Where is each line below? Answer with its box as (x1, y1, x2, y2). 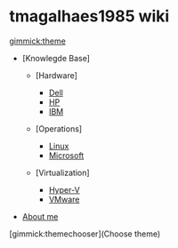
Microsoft (48, 149, 85, 161)
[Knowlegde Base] (21, 52, 91, 63)
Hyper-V (48, 184, 80, 195)
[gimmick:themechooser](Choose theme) (9, 228, 161, 239)
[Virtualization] (35, 167, 91, 178)
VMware (48, 194, 80, 204)
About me (21, 211, 59, 221)
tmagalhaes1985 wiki (9, 6, 170, 27)
